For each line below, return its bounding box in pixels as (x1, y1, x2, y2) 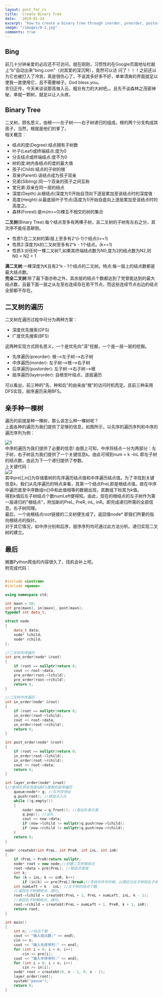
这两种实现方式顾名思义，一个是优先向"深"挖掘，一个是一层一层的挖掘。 (5, 344, 149, 349)
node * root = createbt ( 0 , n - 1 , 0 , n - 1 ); (14, 970, 105, 975)
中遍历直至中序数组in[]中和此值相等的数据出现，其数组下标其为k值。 (5, 487, 142, 493)
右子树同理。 (13, 505, 39, 511)
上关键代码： (5, 464, 31, 469)
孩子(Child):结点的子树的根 (12, 166, 65, 172)
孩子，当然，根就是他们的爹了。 (5, 125, 69, 131)
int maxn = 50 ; (5, 601, 36, 606)
